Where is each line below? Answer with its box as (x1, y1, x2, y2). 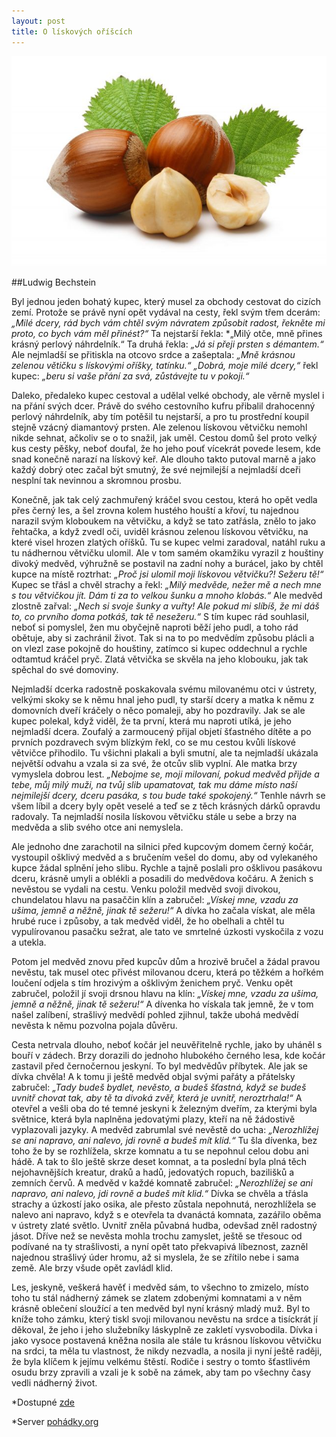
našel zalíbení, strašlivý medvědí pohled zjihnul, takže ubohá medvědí (11, 1008, 299, 1020)
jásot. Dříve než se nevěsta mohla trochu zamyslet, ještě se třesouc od (11, 1230, 303, 1242)
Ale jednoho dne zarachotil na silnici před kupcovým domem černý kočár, (11, 840, 314, 852)
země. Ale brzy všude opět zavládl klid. (11, 1261, 174, 1274)
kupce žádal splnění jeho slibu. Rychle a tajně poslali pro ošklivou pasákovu (11, 861, 323, 874)
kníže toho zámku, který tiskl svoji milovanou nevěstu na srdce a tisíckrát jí (11, 1313, 318, 1325)
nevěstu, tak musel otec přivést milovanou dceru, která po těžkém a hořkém (11, 966, 324, 978)
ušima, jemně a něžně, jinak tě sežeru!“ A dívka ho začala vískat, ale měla (11, 904, 316, 916)
